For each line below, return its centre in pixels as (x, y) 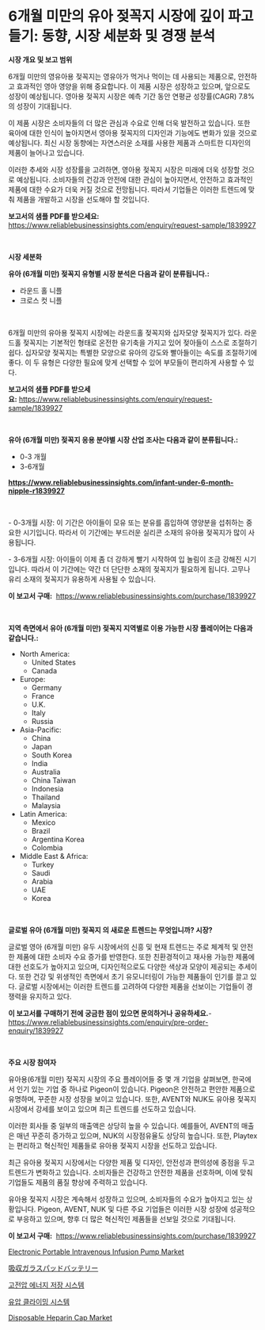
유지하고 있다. (50, 996)
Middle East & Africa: (54, 856)
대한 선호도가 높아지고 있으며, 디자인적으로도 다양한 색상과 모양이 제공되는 (122, 966)
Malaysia (46, 805)
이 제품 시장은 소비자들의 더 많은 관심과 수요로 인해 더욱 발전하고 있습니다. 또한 (129, 123)
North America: (44, 654)
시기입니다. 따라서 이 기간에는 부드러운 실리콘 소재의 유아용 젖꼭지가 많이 (134, 532)
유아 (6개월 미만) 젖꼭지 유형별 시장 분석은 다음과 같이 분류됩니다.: (109, 274)
